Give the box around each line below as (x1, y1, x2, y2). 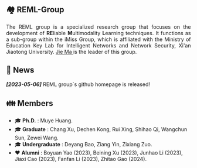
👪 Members (6, 98, 53, 108)
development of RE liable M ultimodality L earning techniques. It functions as (6, 29, 191, 36)
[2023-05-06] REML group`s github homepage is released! (6, 81, 151, 88)
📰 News (6, 65, 35, 75)
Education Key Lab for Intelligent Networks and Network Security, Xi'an (6, 42, 191, 49)
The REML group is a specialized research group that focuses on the (6, 23, 191, 30)
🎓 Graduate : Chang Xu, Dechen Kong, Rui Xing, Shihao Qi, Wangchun (14, 126, 188, 133)
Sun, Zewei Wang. (14, 134, 59, 142)
